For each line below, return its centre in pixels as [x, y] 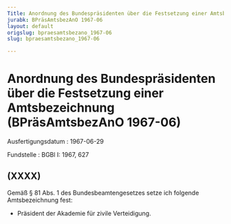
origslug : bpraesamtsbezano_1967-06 [59, 33]
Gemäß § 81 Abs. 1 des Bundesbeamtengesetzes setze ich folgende [103, 192]
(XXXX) [24, 176]
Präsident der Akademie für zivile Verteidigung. [84, 213]
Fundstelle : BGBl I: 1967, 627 [48, 155]
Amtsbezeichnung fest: [40, 200]
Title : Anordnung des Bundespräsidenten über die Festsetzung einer [107, 13]
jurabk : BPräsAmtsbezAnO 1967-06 [55, 20]
